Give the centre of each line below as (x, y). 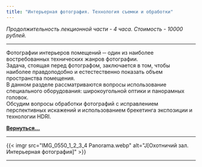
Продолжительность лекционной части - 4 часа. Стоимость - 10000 (95, 29)
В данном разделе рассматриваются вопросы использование (86, 84)
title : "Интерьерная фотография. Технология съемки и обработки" (90, 12)
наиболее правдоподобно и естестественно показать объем (85, 71)
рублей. (16, 35)
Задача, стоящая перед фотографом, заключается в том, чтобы (88, 65)
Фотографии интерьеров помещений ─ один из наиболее (80, 52)
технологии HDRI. (29, 116)
